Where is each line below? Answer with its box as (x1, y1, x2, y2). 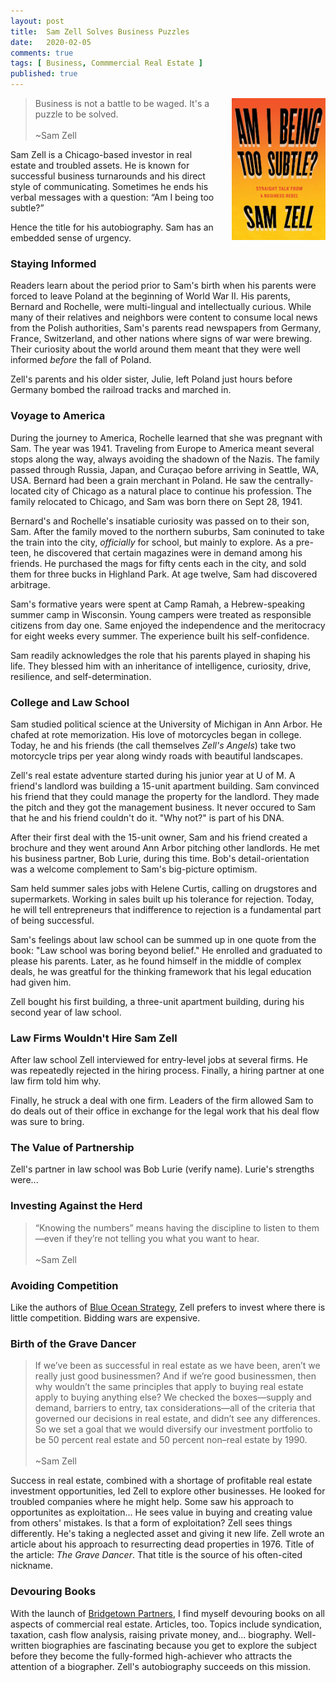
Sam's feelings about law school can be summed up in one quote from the (10, 933, 317, 945)
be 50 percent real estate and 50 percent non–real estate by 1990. (34, 1434, 308, 1446)
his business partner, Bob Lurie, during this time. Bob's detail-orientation (10, 852, 310, 864)
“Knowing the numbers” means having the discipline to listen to (34, 1221, 297, 1234)
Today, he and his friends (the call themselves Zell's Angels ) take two (10, 739, 297, 751)
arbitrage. (10, 578, 51, 590)
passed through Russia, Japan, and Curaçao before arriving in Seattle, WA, (10, 463, 320, 475)
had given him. (10, 976, 72, 988)
